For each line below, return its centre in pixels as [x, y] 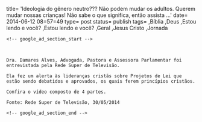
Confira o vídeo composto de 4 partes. [56, 92]
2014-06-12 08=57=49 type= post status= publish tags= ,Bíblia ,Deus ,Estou [101, 21]
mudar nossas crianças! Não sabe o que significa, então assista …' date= [97, 15]
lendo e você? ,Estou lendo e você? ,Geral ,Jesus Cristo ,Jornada [87, 28]
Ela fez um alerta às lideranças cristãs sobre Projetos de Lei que [94, 76]
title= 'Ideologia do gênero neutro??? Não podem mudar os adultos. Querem [101, 9]
